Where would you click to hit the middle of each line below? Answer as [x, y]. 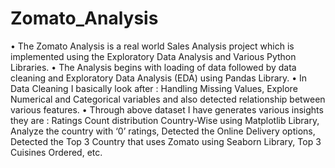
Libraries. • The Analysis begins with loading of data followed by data [153, 67]
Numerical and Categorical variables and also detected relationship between [168, 99]
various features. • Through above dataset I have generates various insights [167, 109]
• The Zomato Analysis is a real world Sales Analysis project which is [152, 46]
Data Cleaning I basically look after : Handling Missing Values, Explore [154, 88]
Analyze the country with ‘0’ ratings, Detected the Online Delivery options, [163, 131]
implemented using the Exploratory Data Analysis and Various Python [153, 56]
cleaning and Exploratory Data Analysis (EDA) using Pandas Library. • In [159, 78]
